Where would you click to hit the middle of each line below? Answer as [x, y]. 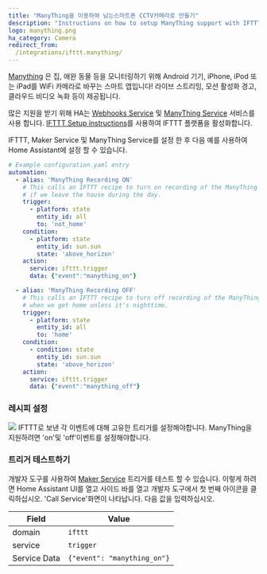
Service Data [37, 558]
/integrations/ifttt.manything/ [69, 53]
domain [26, 532]
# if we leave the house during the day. [92, 195]
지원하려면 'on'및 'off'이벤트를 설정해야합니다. [79, 437]
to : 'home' [55, 335]
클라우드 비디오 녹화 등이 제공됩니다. [64, 96]
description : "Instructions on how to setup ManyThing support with [124, 23]
